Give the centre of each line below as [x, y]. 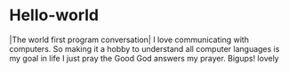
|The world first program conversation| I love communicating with [129, 40]
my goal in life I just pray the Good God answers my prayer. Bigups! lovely [144, 58]
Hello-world [54, 15]
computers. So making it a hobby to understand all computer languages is [144, 48]
